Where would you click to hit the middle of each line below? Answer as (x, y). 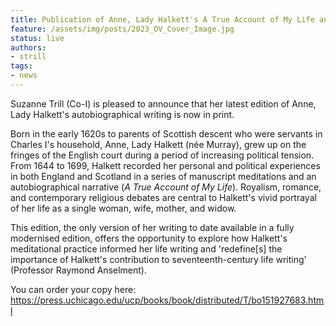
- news (24, 76)
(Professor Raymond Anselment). (78, 270)
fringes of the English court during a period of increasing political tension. (162, 155)
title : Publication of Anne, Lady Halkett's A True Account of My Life (162, 19)
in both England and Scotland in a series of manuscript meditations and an (163, 176)
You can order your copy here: (73, 289)
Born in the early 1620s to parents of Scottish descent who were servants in (166, 133)
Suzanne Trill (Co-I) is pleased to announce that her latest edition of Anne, (163, 103)
